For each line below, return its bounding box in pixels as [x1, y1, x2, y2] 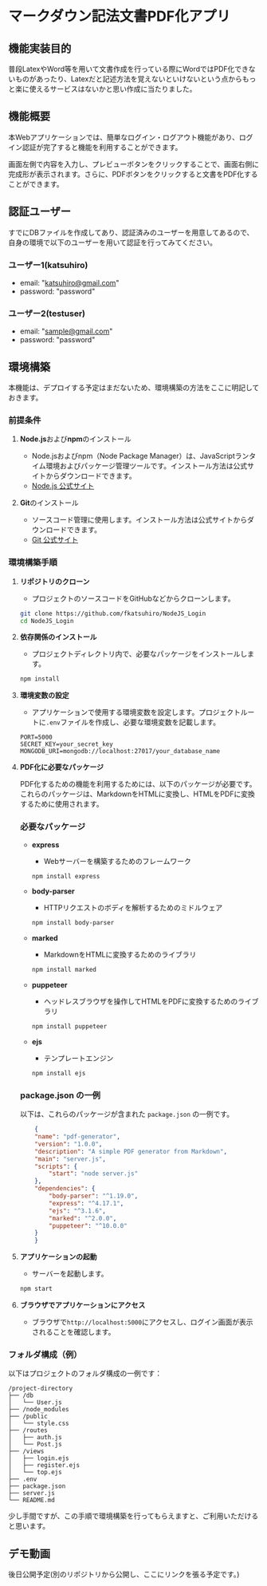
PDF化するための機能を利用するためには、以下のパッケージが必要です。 [19, 779, 257, 789]
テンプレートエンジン [43, 1054, 114, 1063]
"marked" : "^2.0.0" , [49, 1214, 117, 1222]
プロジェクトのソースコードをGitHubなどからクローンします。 [31, 594, 235, 603]
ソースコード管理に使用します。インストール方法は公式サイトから [31, 515, 248, 525]
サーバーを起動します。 [31, 1269, 109, 1279]
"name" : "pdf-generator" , [34, 1133, 121, 1141]
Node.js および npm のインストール [19, 434, 132, 444]
